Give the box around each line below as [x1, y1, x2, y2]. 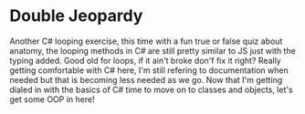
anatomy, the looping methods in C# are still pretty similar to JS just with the [9, 45, 297, 56]
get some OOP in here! [9, 93, 95, 105]
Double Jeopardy [9, 5, 143, 26]
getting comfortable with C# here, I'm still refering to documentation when [9, 65, 289, 76]
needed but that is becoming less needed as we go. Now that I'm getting [9, 74, 283, 85]
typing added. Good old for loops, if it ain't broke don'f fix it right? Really [9, 55, 281, 66]
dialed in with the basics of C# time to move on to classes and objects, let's [9, 84, 294, 95]
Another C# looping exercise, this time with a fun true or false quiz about [9, 36, 283, 47]
